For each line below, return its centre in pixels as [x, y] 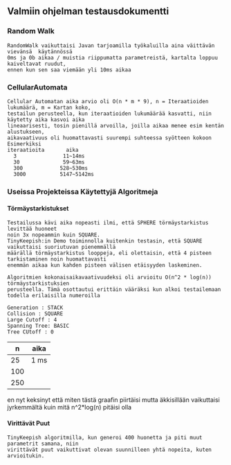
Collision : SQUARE [35, 314]
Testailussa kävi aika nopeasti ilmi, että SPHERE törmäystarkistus [108, 223]
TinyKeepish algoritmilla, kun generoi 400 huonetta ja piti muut [105, 438]
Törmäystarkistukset [38, 208]
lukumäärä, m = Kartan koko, [49, 107]
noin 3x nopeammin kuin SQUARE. [54, 235]
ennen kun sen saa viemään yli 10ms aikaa [69, 70]
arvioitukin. [26, 456]
